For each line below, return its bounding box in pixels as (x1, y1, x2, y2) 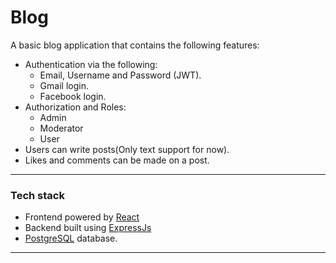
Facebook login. (39, 90, 107, 102)
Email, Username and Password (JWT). (39, 69, 202, 81)
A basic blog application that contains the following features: (10, 39, 260, 51)
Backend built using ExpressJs (24, 222, 152, 234)
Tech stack (10, 188, 65, 202)
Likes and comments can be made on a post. (24, 154, 210, 166)
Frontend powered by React (24, 211, 140, 223)
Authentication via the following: (24, 58, 158, 70)
